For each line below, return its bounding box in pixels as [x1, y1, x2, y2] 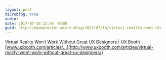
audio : [5, 16, 19, 21]
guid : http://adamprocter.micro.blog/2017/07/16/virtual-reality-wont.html [5, 26, 165, 30]
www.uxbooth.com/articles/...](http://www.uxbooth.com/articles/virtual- [6, 44, 154, 50]
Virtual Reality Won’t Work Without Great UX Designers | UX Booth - [5, 39, 144, 45]
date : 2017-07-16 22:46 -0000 [5, 21, 68, 26]
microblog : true [5, 12, 39, 17]
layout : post [5, 7, 32, 12]
